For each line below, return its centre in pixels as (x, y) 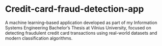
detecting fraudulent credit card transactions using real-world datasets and (81, 33)
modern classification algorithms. (39, 38)
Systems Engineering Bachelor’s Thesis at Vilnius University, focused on (78, 27)
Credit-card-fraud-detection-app (74, 9)
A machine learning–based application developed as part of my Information (81, 23)
